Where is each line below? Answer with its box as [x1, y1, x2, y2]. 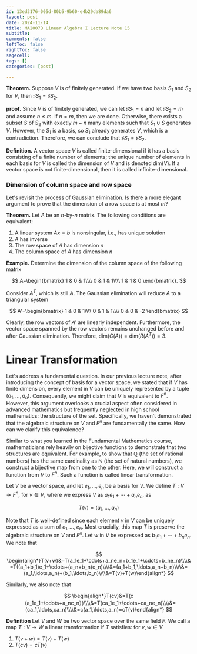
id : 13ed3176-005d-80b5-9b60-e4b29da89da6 [6, 8, 112, 15]
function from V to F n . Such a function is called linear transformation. [6, 470, 173, 478]
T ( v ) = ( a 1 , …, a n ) [78, 504, 119, 513]
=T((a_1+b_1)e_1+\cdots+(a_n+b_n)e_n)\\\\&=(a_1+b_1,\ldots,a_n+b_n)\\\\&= [9, 563, 188, 570]
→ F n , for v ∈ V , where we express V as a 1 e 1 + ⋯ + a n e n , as [6, 490, 152, 500]
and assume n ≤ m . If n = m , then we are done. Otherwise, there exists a [6, 113, 182, 120]
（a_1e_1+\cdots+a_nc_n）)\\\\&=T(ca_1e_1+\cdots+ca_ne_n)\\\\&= [21, 599, 176, 606]
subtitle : [6, 31, 31, 37]
